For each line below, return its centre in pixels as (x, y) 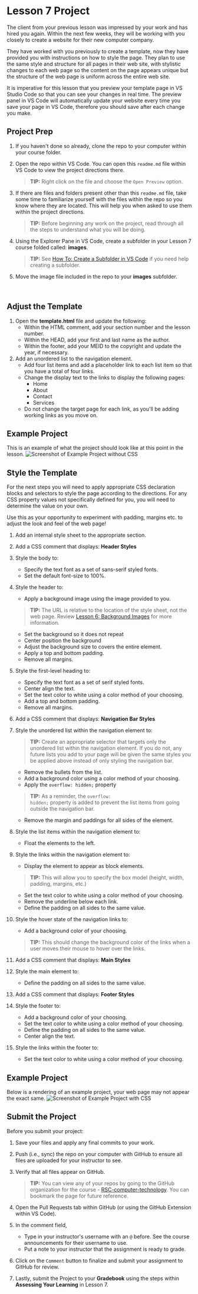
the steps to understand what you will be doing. (88, 230)
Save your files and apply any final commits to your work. (85, 1143)
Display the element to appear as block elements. (84, 866)
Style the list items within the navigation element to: (78, 832)
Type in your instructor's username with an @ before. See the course (107, 1236)
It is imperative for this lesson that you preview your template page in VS (95, 88)
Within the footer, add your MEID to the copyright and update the (103, 346)
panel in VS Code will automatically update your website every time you (94, 100)
